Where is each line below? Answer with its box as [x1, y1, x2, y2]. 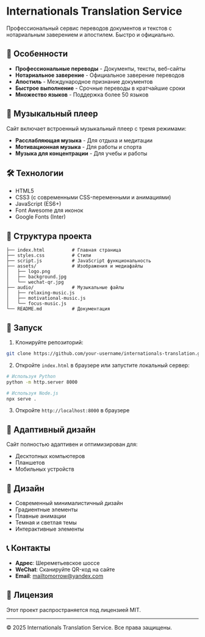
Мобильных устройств [15, 465, 74, 473]
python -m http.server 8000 [6, 379, 78, 385]
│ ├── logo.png [6, 269, 51, 275]
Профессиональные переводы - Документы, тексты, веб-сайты [15, 65, 186, 72]
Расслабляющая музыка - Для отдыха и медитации [15, 136, 153, 144]
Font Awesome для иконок [15, 206, 84, 214]
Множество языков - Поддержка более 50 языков [15, 90, 149, 98]
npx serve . [6, 396, 37, 402]
